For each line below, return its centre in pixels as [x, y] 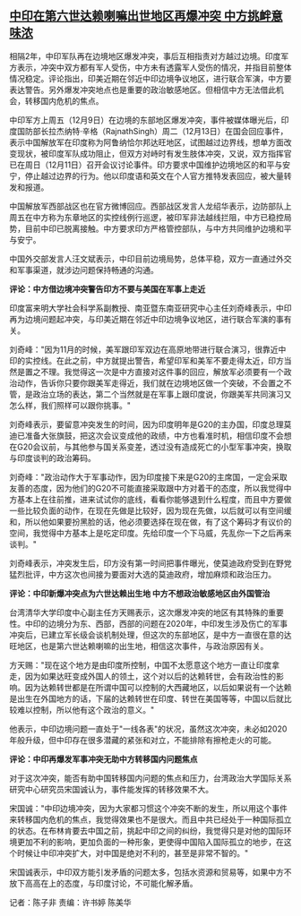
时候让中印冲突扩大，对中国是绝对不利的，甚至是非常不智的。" [133, 852]
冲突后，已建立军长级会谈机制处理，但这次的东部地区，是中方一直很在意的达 [150, 635]
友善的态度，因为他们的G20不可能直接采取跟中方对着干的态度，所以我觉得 [146, 488]
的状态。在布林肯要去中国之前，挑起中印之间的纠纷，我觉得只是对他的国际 [146, 830]
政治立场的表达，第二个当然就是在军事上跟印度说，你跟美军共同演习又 [162, 394]
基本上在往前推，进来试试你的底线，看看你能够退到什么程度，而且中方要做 [154, 499]
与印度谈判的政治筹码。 [52, 458]
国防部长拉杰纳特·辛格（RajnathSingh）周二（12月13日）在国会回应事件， [152, 131]
